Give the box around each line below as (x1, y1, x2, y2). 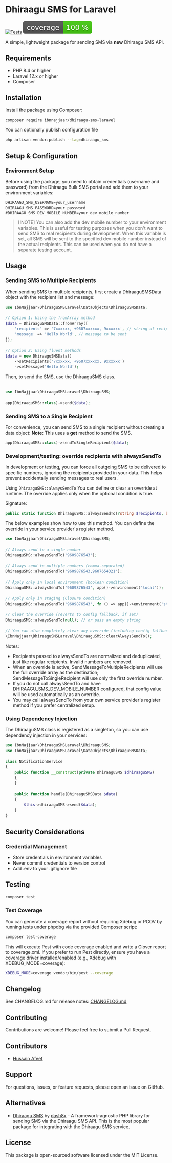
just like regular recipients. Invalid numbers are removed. (12, 659, 133, 665)
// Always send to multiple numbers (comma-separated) (5, 564, 125, 569)
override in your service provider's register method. (5, 526, 114, 532)
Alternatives (5, 1099, 46, 1108)
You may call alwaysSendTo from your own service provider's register (12, 697, 161, 703)
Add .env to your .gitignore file (12, 865, 77, 871)
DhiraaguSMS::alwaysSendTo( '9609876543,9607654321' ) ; (5, 569, 123, 574)
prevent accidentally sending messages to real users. (5, 475, 118, 481)
